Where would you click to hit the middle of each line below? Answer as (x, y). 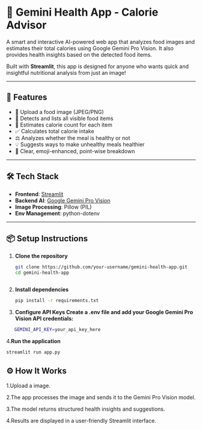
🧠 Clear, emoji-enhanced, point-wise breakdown (75, 151)
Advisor (26, 25)
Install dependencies (42, 289)
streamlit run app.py (33, 352)
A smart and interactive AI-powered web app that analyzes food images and (101, 42)
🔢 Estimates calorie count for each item (63, 125)
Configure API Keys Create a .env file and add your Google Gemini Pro (104, 312)
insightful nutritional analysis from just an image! (66, 72)
